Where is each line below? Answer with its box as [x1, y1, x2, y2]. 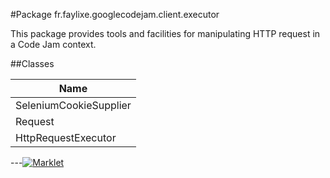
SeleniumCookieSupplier [15, 99, 132, 112]
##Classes [10, 58, 55, 69]
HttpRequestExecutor [15, 131, 117, 144]
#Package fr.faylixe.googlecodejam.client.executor [10, 9, 220, 20]
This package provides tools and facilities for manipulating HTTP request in [10, 28, 321, 39]
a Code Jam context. [10, 39, 97, 50]
